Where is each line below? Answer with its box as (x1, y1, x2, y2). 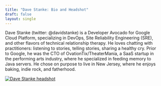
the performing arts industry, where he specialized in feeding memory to (5, 56, 152, 62)
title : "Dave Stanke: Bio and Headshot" (5, 7, 89, 12)
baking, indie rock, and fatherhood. (5, 66, 76, 72)
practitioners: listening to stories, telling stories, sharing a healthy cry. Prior (5, 45, 157, 52)
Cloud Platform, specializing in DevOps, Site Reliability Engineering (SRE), (5, 35, 153, 41)
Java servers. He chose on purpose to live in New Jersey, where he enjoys (5, 61, 156, 67)
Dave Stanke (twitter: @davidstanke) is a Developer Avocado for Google (5, 30, 150, 36)
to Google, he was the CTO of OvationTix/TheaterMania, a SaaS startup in (5, 51, 154, 57)
